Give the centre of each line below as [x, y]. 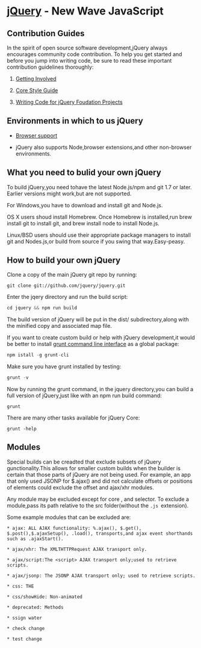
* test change [25, 639]
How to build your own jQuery [64, 260]
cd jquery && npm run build [42, 308]
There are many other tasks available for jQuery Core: [73, 418]
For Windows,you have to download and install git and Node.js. [85, 205]
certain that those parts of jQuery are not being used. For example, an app [99, 474]
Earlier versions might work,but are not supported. [69, 193]
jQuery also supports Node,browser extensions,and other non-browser [104, 147]
